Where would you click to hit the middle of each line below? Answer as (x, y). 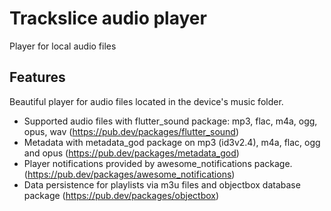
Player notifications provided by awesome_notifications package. (158, 163)
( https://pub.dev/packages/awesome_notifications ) (129, 174)
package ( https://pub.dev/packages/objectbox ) (121, 195)
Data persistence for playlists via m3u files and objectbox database (162, 184)
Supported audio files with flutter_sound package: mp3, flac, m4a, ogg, (170, 121)
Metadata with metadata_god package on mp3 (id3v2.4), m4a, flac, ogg (172, 142)
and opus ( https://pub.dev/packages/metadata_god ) (131, 153)
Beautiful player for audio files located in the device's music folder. (146, 101)
